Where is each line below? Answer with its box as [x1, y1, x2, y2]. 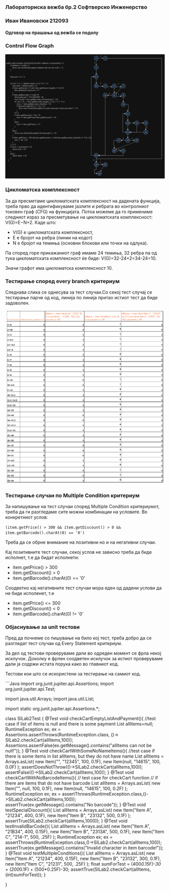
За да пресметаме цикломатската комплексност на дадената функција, [5, 198, 161, 204]
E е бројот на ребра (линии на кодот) [12, 234, 93, 240]
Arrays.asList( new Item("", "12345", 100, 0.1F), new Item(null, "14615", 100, [5, 759, 161, 765]
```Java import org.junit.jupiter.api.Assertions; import [5, 681, 114, 687]
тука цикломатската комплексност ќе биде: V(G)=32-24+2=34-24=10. [5, 255, 157, 261]
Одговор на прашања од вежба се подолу [5, 29, 99, 36]
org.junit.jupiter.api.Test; [5, 686, 56, 692]
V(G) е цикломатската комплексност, [12, 229, 94, 235]
